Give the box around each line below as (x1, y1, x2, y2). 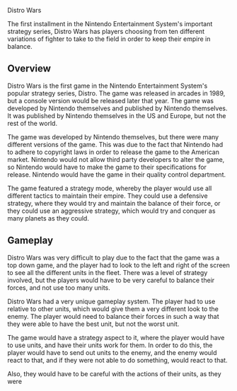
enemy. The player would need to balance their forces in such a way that (7, 312, 219, 320)
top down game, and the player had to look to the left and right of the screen (7, 261, 230, 269)
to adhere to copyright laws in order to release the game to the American (7, 148, 219, 156)
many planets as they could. (7, 214, 90, 222)
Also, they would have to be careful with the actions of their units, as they (7, 369, 221, 378)
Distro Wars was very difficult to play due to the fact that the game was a (7, 253, 220, 262)
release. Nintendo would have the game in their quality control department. (7, 170, 226, 179)
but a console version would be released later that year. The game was (7, 96, 214, 105)
